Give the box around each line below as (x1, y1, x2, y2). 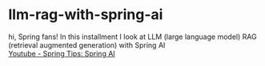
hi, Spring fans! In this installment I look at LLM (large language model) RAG (8, 32, 258, 41)
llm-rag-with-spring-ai (8, 6, 163, 24)
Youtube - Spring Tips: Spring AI (8, 49, 116, 58)
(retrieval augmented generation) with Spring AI (8, 40, 166, 49)
